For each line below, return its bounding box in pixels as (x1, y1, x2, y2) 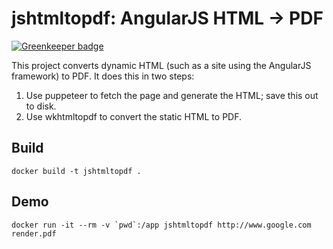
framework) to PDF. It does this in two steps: (11, 70, 195, 82)
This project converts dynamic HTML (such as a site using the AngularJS (11, 59, 312, 71)
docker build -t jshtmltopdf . (11, 166, 142, 176)
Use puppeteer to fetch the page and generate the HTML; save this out (25, 89, 319, 101)
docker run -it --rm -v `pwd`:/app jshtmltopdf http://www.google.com (11, 220, 312, 230)
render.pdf (11, 228, 57, 239)
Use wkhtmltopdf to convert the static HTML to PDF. (25, 110, 243, 122)
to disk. (25, 100, 57, 112)
